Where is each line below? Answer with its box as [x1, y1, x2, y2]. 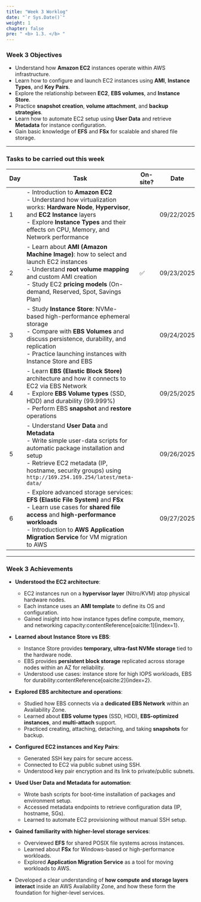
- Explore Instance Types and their [26, 218, 127, 226]
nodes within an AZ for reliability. [23, 664, 105, 671]
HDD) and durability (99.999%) [26, 396, 115, 405]
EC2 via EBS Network [26, 381, 87, 390]
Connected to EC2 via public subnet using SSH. [23, 761, 142, 769]
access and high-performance [26, 510, 117, 518]
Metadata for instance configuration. [14, 122, 106, 129]
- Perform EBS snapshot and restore [26, 404, 132, 412]
